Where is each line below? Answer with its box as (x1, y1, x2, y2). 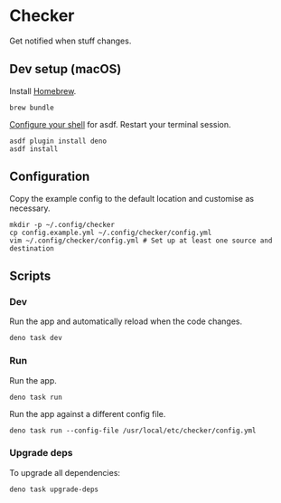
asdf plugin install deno (9, 137, 107, 146)
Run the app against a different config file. (9, 408, 166, 419)
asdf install (9, 144, 59, 154)
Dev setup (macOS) (9, 62, 122, 77)
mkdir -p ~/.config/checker (9, 220, 116, 229)
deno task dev (9, 334, 63, 343)
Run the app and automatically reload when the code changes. (9, 316, 242, 327)
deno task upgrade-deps (9, 485, 99, 494)
